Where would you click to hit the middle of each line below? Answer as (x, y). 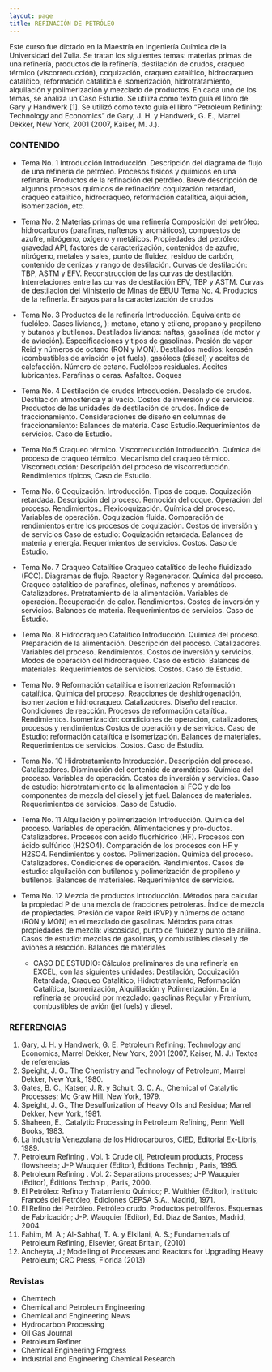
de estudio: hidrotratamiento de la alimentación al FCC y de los (126, 787)
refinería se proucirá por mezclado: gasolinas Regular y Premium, (142, 997)
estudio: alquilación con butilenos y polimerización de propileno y (130, 871)
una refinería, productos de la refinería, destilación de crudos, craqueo (127, 64)
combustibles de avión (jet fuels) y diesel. (103, 1005)
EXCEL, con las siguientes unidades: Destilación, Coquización (136, 971)
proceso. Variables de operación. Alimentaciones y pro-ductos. (127, 828)
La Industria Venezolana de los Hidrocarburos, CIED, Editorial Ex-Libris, (139, 1139)
